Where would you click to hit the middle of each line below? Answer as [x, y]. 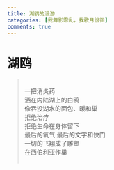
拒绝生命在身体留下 [52, 126]
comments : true [29, 26]
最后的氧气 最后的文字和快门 [65, 135]
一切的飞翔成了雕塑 [52, 144]
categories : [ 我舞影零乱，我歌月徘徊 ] [58, 20]
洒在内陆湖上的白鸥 [52, 100]
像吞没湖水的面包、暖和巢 [61, 109]
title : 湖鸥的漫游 [31, 14]
